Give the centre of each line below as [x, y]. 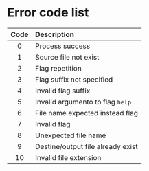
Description [55, 34]
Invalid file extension [68, 157]
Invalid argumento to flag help [83, 102]
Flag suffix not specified [74, 79]
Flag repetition [59, 68]
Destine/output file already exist [87, 146]
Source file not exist [67, 57]
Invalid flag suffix [63, 91]
